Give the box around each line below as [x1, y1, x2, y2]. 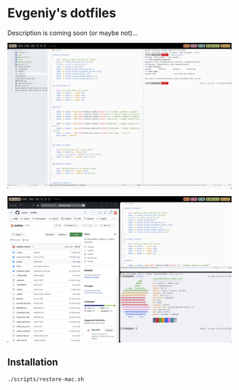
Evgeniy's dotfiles [7, 5, 117, 21]
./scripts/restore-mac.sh [7, 376, 84, 383]
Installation [7, 356, 58, 368]
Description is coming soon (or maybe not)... [7, 29, 139, 37]
